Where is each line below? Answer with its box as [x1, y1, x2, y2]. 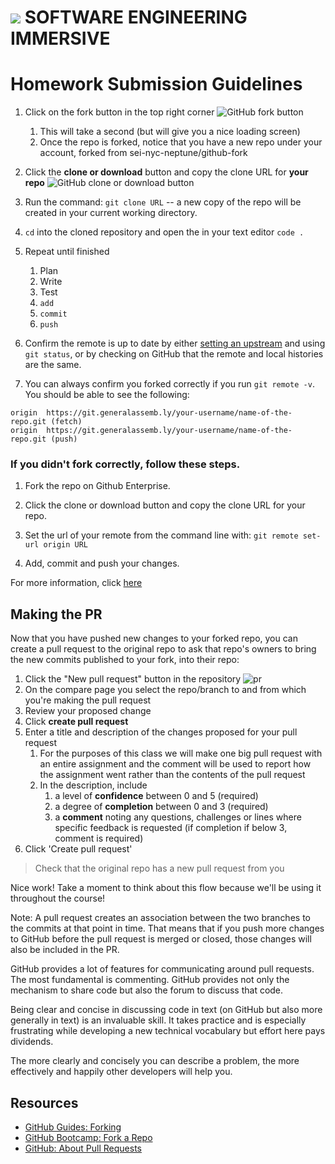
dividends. [10, 1036, 54, 1048]
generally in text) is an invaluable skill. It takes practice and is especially [10, 1014, 307, 1026]
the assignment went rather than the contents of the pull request [39, 769, 306, 781]
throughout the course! [10, 892, 106, 905]
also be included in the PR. [10, 944, 120, 956]
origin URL [43, 540, 89, 550]
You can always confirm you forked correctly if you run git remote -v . [24, 378, 315, 390]
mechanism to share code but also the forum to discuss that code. [10, 984, 284, 996]
